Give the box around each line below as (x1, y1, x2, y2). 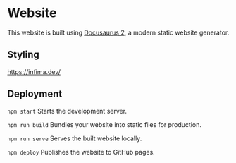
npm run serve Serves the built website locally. (7, 134, 142, 143)
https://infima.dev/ (7, 67, 61, 76)
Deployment (7, 88, 63, 100)
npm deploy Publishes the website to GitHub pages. (7, 147, 155, 156)
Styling (7, 49, 40, 61)
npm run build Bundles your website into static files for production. (7, 120, 202, 128)
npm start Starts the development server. (7, 107, 128, 115)
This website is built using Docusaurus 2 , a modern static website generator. (7, 28, 230, 37)
